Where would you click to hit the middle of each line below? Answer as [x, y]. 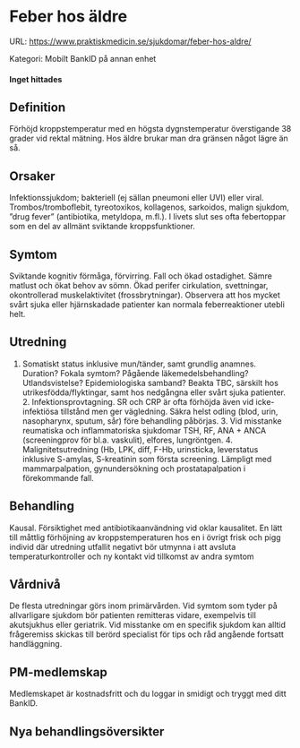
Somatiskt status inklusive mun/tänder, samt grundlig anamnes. [139, 364]
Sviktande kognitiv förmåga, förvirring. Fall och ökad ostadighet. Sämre [141, 276]
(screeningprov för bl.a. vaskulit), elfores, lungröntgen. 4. [127, 440]
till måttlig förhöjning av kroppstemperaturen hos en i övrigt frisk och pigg [145, 537]
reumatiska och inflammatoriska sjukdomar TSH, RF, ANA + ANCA [144, 430]
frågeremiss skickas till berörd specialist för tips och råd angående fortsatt [147, 634]
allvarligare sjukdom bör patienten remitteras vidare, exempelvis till [133, 615]
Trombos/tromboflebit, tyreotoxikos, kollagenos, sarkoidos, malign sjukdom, [149, 207]
